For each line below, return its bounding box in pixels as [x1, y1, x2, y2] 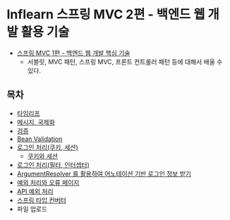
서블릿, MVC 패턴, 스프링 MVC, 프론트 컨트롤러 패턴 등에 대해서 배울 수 [27, 57, 223, 66]
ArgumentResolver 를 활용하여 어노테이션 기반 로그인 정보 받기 [16, 169, 192, 178]
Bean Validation [16, 135, 63, 143]
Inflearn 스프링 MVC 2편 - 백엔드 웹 [6, 6, 205, 23]
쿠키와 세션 [27, 152, 58, 160]
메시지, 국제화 [16, 118, 56, 126]
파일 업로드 [16, 204, 48, 213]
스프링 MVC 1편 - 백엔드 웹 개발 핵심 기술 [16, 49, 131, 57]
